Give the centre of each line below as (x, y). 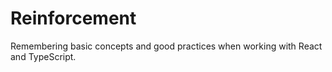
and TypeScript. (43, 56)
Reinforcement (73, 18)
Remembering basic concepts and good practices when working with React (166, 46)
